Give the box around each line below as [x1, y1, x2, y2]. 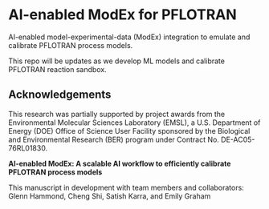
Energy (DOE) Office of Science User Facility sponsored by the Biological [8, 126, 251, 135]
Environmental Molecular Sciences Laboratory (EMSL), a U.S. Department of [8, 118, 261, 127]
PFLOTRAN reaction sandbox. [8, 64, 107, 74]
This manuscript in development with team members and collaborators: [8, 183, 245, 192]
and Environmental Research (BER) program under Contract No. [8, 135, 219, 144]
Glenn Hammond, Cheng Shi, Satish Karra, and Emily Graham [8, 191, 211, 201]
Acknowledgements [8, 88, 112, 102]
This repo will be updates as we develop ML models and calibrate [8, 56, 225, 66]
